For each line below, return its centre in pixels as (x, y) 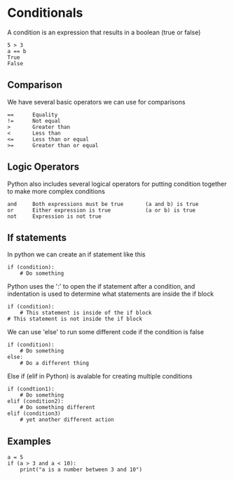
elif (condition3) (34, 414)
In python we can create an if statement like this (76, 254)
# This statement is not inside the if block (75, 319)
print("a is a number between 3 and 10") (81, 470)
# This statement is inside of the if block (86, 313)
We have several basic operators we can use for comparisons (96, 102)
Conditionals (45, 13)
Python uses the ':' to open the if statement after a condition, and (101, 287)
